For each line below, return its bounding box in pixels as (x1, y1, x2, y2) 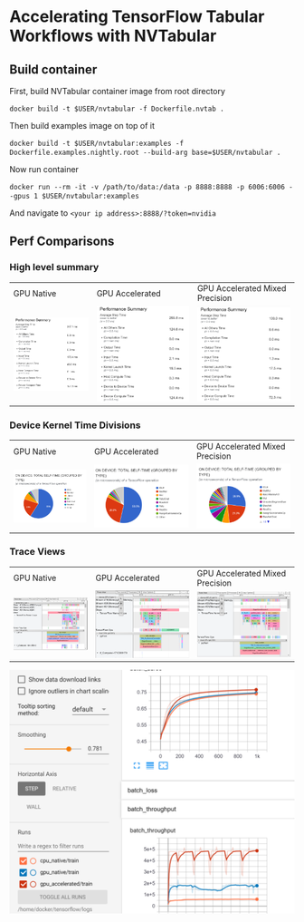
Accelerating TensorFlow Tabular (9, 6, 265, 27)
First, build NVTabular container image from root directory (9, 86, 226, 96)
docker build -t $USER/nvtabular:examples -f (9, 139, 184, 148)
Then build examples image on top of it (9, 121, 156, 131)
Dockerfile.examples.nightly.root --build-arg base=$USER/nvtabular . (9, 148, 281, 157)
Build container (9, 62, 98, 77)
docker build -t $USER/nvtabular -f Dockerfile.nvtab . (9, 104, 224, 113)
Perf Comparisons (9, 234, 115, 249)
